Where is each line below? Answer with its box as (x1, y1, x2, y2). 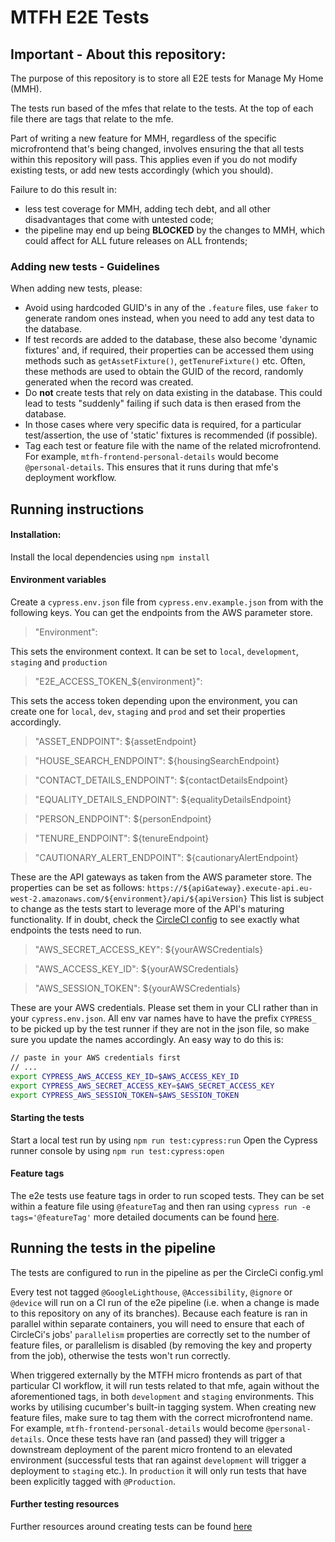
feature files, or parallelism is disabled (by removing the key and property (10, 1339, 313, 1351)
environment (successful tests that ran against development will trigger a (10, 1454, 307, 1466)
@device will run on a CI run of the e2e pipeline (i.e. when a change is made (10, 1296, 320, 1308)
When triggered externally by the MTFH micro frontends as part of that (10, 1369, 303, 1381)
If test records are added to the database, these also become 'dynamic (24, 334, 318, 346)
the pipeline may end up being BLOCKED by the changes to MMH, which (24, 224, 325, 236)
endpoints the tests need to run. (10, 924, 142, 936)
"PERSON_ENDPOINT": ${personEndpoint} (34, 813, 212, 825)
